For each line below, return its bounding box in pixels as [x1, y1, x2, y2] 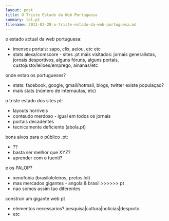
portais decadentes [12, 119, 54, 125]
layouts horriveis [12, 107, 48, 114]
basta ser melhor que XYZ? [12, 150, 71, 156]
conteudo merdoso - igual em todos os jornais [12, 113, 111, 119]
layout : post [5, 7, 33, 13]
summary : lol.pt [5, 17, 40, 22]
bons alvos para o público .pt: [5, 134, 68, 140]
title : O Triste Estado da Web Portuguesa [5, 12, 98, 17]
